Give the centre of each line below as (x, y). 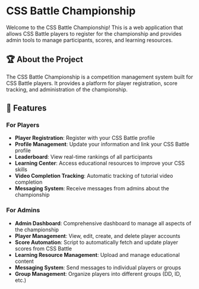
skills (21, 169)
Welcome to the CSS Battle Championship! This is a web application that (94, 27)
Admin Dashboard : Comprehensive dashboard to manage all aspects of (103, 223)
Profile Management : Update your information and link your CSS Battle (102, 144)
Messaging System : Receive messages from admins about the (92, 189)
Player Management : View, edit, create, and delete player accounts (97, 235)
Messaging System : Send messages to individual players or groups (98, 267)
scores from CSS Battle (43, 249)
